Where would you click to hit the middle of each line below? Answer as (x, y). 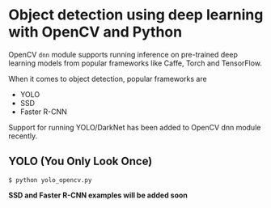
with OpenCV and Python (95, 32)
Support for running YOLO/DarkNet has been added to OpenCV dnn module (135, 127)
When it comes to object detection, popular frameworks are (108, 79)
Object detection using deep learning (136, 15)
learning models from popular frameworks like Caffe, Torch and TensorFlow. (135, 63)
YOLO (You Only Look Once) (80, 161)
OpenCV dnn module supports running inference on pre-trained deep (123, 54)
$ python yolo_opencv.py (50, 180)
